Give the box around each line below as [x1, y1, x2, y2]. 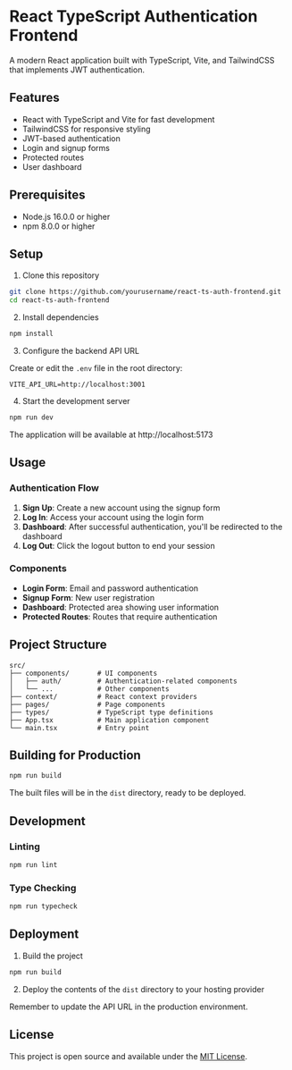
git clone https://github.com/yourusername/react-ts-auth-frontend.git [9, 288, 281, 297]
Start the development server [21, 396, 131, 406]
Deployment [9, 927, 79, 942]
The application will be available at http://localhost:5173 [9, 429, 213, 440]
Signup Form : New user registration [21, 592, 154, 602]
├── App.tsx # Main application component [9, 715, 210, 725]
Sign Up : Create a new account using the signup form [21, 502, 221, 513]
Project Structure [9, 637, 107, 653]
